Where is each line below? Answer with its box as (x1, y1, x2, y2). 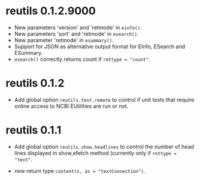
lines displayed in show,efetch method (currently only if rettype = (14, 149, 177, 156)
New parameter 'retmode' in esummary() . (14, 36, 114, 44)
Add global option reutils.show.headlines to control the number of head (14, 143, 194, 150)
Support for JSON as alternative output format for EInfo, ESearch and (14, 43, 186, 50)
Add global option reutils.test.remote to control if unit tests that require (14, 96, 195, 103)
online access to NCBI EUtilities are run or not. (14, 103, 129, 110)
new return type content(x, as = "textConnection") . (14, 167, 146, 174)
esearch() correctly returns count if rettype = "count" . (14, 55, 150, 63)
